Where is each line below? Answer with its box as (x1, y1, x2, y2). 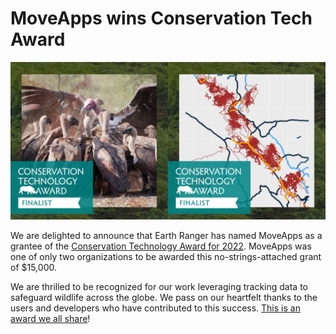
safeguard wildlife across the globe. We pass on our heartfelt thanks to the (10, 291, 318, 303)
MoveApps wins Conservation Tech (10, 7, 313, 30)
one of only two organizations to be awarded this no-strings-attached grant (10, 250, 322, 262)
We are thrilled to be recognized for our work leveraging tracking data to (10, 280, 308, 292)
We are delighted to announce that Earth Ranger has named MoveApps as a (10, 229, 323, 241)
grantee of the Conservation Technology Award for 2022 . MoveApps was (10, 240, 312, 252)
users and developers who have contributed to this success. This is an (10, 302, 301, 314)
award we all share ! (10, 312, 91, 324)
